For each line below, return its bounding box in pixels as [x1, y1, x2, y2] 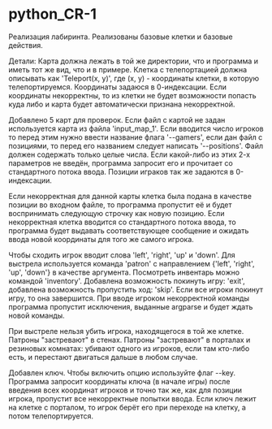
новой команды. [8, 310, 65, 320]
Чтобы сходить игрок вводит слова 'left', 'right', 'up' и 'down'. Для [8, 249, 235, 260]
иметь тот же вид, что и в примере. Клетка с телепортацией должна [8, 64, 248, 74]
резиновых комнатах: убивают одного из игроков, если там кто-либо [8, 343, 250, 353]
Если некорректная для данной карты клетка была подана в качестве [8, 191, 252, 201]
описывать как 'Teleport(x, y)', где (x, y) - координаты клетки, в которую [8, 73, 260, 83]
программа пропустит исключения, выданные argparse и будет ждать [8, 301, 253, 311]
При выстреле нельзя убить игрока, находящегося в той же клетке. [8, 326, 244, 336]
